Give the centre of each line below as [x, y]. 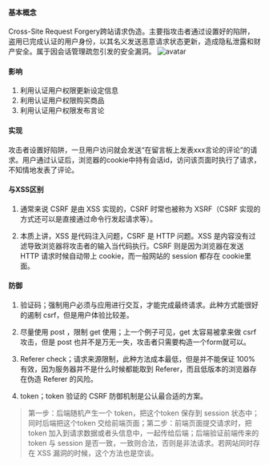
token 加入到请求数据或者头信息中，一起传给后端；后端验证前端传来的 [143, 433]
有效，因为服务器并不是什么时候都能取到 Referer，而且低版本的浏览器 [135, 369]
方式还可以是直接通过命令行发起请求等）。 [88, 218]
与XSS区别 [26, 190]
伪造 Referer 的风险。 [62, 379]
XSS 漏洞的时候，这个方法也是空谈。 [98, 453]
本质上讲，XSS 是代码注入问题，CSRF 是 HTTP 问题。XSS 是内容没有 [134, 235]
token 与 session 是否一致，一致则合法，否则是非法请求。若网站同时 [141, 443]
